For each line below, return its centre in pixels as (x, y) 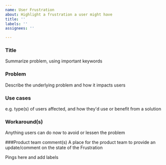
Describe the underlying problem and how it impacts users (65, 85)
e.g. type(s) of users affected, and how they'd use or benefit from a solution (83, 109)
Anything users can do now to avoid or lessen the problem (65, 132)
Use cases (18, 98)
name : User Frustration (30, 10)
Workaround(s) (24, 121)
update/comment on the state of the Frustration (54, 147)
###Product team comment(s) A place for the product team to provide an (81, 142)
